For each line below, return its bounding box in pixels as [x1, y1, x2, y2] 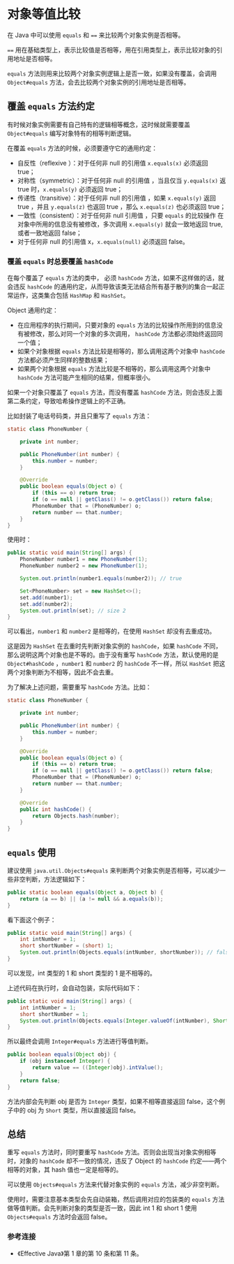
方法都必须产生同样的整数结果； [17, 356, 109, 364]
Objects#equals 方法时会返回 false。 [7, 1213, 111, 1221]
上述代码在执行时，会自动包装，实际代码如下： [7, 983, 141, 992]
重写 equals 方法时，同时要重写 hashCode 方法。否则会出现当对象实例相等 [7, 1148, 217, 1156]
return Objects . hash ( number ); [32, 812, 120, 820]
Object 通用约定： [7, 306, 59, 314]
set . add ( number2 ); [19, 600, 73, 608]
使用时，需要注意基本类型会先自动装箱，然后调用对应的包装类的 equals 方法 [7, 1196, 225, 1204]
